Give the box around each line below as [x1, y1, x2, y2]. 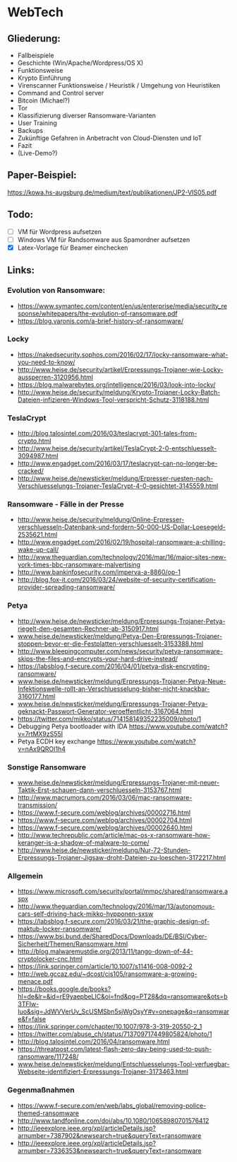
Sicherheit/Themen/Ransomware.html [17, 940, 128, 948]
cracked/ [17, 467, 44, 475]
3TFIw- [17, 1000, 39, 1009]
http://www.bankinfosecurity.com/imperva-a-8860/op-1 [17, 568, 181, 576]
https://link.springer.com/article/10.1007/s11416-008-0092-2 [17, 963, 193, 971]
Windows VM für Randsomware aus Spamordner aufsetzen [17, 235, 190, 244]
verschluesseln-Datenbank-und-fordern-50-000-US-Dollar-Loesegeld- [17, 523, 226, 531]
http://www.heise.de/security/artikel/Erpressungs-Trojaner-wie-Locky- [17, 365, 224, 373]
